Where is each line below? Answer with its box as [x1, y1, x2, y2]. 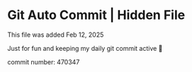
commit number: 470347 [7, 57, 80, 66]
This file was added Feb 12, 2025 [7, 30, 104, 39]
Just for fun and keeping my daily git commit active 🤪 [7, 44, 163, 52]
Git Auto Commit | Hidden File [7, 7, 186, 23]
